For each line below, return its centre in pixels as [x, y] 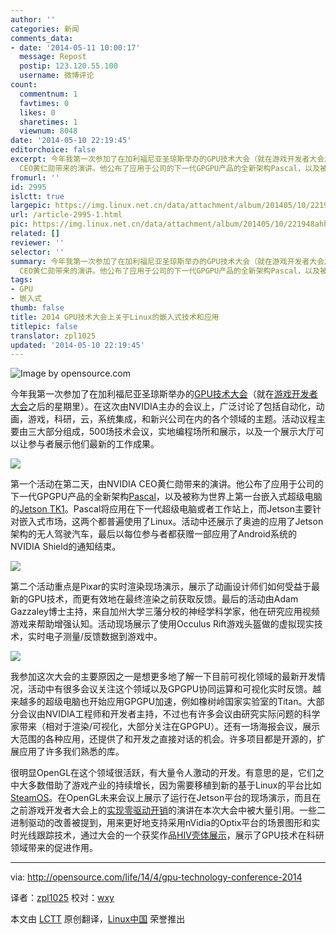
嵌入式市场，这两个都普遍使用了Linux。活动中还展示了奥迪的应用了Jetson [171, 522]
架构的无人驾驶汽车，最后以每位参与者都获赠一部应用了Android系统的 [153, 534]
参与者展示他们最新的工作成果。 [93, 444]
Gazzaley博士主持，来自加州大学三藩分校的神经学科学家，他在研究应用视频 [165, 612]
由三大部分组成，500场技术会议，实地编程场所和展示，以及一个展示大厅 [167, 432]
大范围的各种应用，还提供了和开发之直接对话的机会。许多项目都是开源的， [163, 739]
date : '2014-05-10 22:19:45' [71, 141]
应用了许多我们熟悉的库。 [71, 752]
